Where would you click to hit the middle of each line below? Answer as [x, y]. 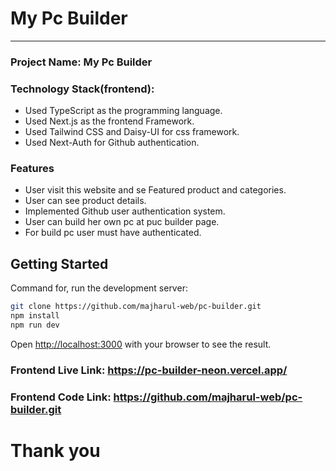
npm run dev [35, 325]
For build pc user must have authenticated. [113, 233]
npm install [35, 316]
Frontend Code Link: [61, 397]
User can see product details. [85, 201]
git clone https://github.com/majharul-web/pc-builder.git [136, 307]
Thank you [55, 450]
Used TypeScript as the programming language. [123, 111]
